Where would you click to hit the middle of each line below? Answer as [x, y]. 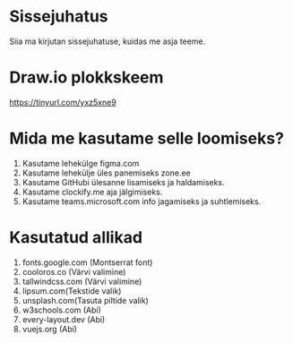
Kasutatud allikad [76, 237]
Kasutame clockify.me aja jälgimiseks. [92, 192]
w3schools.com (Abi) [61, 310]
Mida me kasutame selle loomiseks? [147, 138]
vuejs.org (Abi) [50, 329]
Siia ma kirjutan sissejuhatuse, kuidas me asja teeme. [108, 41]
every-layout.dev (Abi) [64, 319]
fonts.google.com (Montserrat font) [87, 262]
